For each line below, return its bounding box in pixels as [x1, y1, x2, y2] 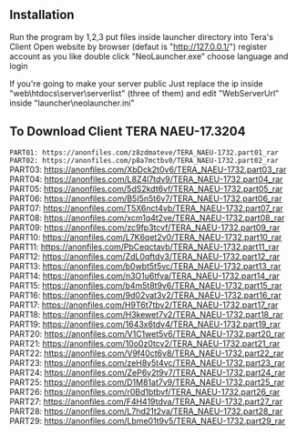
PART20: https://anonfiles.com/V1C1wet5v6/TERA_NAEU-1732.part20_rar [9, 328, 285, 339]
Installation [9, 7, 75, 23]
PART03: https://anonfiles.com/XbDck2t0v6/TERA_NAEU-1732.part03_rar [9, 164, 287, 175]
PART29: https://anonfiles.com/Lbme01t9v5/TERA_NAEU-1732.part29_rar [9, 415, 286, 426]
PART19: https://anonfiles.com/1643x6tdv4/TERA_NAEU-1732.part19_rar [9, 319, 281, 329]
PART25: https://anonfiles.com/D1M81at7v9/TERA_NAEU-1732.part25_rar [9, 377, 285, 388]
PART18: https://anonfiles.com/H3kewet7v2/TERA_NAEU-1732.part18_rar [9, 309, 284, 319]
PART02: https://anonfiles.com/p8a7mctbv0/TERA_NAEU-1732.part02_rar [9, 156, 280, 165]
